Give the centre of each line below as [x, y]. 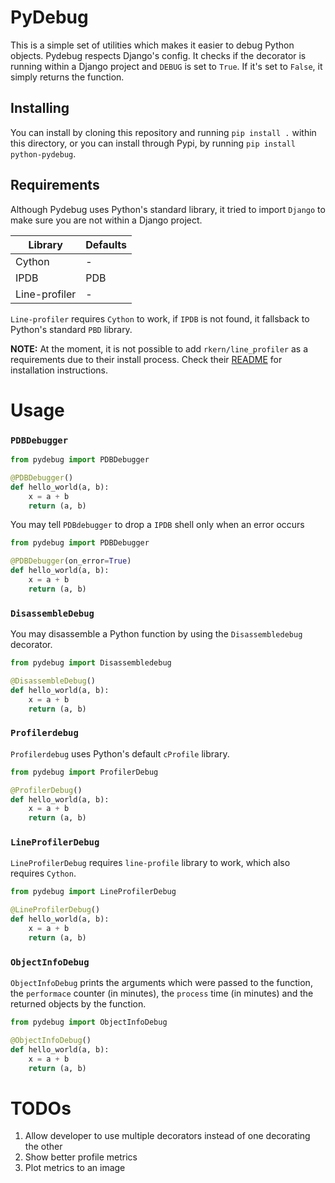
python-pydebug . [43, 153]
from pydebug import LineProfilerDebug [93, 892]
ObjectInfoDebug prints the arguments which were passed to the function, [161, 983]
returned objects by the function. [78, 1004]
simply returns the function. [67, 77]
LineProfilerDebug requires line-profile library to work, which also [150, 863]
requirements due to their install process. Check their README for [146, 359]
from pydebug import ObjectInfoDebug [89, 1022]
